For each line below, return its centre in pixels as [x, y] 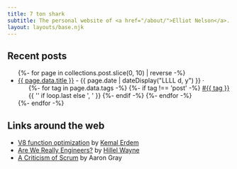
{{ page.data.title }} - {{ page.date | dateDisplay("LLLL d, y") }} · [111, 81]
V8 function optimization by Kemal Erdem [78, 142]
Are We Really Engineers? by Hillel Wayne [78, 150]
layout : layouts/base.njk [45, 27]
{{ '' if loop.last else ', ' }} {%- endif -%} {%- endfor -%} [110, 96]
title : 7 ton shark [36, 14]
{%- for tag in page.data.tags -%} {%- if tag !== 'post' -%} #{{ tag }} [129, 88]
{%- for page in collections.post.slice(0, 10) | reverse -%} [101, 73]
